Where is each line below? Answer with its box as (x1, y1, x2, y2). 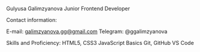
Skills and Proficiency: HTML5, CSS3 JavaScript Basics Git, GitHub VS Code (6, 40, 195, 46)
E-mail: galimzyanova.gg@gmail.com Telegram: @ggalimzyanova (6, 28, 168, 35)
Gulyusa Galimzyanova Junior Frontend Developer (6, 5, 131, 12)
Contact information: (6, 17, 57, 23)
